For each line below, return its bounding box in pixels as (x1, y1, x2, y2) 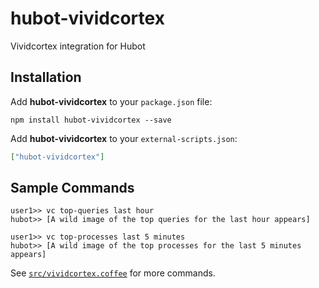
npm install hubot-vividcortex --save (10, 115, 172, 125)
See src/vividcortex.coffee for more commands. (10, 267, 216, 279)
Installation (10, 69, 82, 86)
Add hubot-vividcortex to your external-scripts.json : (10, 132, 238, 144)
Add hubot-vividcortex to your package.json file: (10, 95, 213, 107)
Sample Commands (10, 180, 135, 197)
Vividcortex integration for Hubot (10, 40, 146, 52)
